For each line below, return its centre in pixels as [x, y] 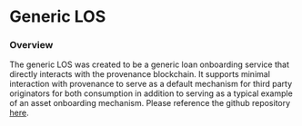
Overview [31, 45]
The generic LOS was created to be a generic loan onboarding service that [149, 64]
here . [19, 113]
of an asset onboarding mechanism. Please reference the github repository [150, 103]
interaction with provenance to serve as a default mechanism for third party [151, 84]
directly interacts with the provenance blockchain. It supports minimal [140, 74]
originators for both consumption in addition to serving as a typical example [151, 93]
